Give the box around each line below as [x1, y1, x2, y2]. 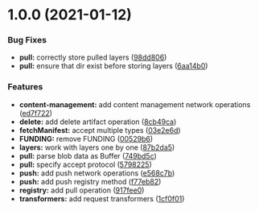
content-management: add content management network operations [18, 99, 251, 110]
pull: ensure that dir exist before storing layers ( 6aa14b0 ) [18, 61, 208, 71]
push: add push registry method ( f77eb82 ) [18, 176, 162, 186]
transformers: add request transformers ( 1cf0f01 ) [18, 193, 185, 203]
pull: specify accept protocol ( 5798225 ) [18, 159, 152, 169]
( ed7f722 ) [18, 108, 53, 118]
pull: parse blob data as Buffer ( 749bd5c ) [18, 151, 158, 160]
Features [7, 81, 43, 93]
